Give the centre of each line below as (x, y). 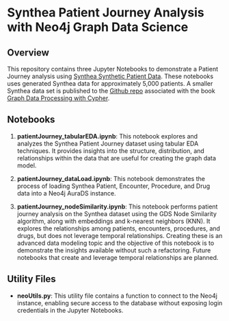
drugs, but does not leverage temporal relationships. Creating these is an (120, 235)
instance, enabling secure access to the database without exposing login (120, 302)
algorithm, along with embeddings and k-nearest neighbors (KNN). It (113, 221)
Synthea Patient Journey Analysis (106, 13)
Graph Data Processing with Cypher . (58, 98)
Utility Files (31, 279)
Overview (28, 52)
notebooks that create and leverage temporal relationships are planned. (118, 257)
